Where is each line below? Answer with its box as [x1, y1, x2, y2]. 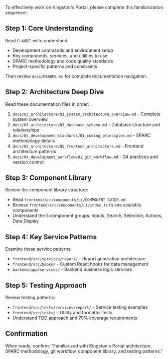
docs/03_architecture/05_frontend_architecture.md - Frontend [12, 143, 144, 149]
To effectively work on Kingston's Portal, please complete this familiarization [5, 5, 163, 10]
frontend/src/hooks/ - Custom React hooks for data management [12, 261, 149, 267]
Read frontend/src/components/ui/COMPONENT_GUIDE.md [12, 196, 126, 203]
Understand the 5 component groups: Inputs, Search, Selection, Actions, [12, 212, 163, 219]
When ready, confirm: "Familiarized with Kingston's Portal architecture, [5, 342, 152, 349]
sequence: [5, 10, 28, 16]
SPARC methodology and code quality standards [12, 58, 113, 64]
